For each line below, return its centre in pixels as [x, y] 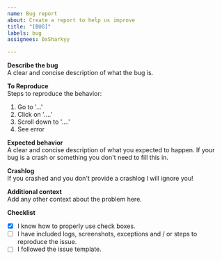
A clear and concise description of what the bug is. [80, 73]
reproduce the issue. [47, 242]
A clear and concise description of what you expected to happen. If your [111, 150]
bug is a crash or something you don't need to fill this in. [88, 158]
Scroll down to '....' [44, 122]
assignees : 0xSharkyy [39, 40]
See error [31, 129]
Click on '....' [35, 115]
